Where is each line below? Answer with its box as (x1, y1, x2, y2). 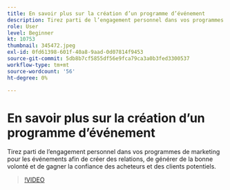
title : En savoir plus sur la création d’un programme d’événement (7, 10, 206, 17)
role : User (7, 23, 39, 30)
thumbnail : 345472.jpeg (7, 42, 76, 49)
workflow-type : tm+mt (7, 61, 70, 68)
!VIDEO (23, 175, 45, 184)
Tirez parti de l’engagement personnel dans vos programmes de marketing (7, 148, 220, 156)
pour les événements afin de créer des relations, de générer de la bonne (7, 155, 213, 163)
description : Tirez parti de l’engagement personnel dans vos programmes (7, 17, 224, 23)
